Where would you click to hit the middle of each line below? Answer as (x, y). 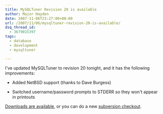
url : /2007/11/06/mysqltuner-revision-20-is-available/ (63, 23)
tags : (10, 37)
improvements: (20, 73)
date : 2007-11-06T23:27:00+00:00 (39, 18)
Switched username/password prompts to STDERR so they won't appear (85, 92)
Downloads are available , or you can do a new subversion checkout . (73, 106)
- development (24, 45)
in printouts (23, 97)
